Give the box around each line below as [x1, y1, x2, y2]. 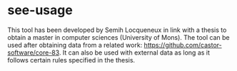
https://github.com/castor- [143, 40, 223, 49]
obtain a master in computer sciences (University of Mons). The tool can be [7, 33, 230, 41]
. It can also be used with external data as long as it [59, 48, 211, 57]
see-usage [7, 2, 73, 18]
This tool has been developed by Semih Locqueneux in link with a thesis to [7, 26, 227, 34]
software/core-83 [7, 48, 59, 57]
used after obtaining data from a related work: [7, 40, 143, 49]
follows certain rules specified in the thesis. [7, 55, 136, 64]
